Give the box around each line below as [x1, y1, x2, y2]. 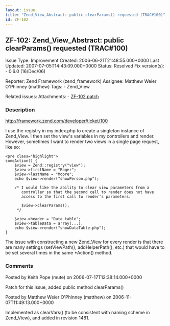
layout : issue [5, 7, 36, 13]
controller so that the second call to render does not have [21, 190, 154, 195]
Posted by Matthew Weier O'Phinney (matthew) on [5, 294, 112, 300]
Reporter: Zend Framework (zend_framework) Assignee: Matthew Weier [5, 78, 157, 84]
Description [5, 106, 35, 113]
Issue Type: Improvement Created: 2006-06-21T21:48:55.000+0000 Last [5, 57, 159, 64]
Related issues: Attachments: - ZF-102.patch [5, 94, 99, 100]
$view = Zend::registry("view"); [14, 163, 86, 168]
